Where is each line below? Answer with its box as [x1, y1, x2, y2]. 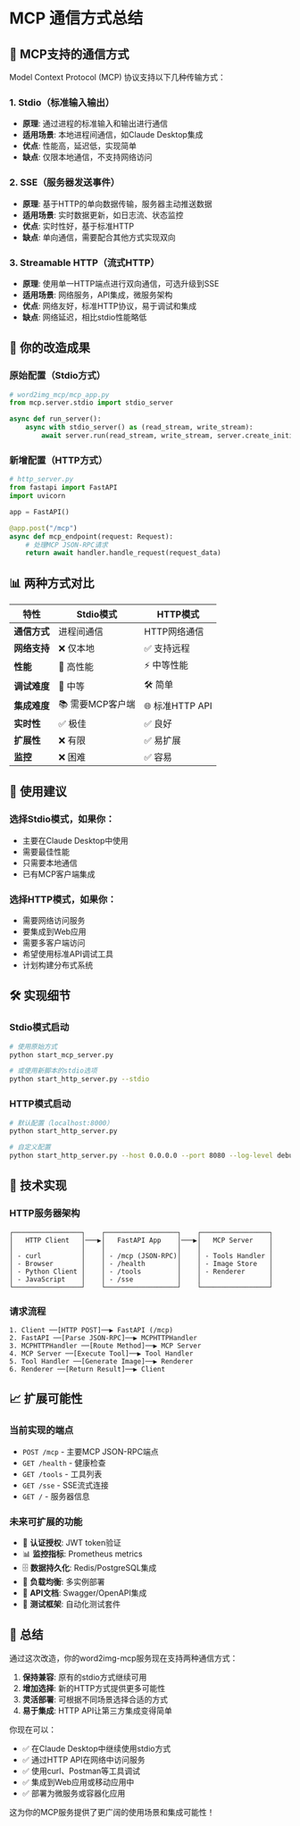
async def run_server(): [9, 414, 102, 424]
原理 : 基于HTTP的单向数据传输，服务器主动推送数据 [21, 198, 212, 209]
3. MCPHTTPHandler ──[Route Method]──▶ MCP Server [9, 1341, 202, 1351]
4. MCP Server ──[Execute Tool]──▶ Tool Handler [9, 1349, 194, 1358]
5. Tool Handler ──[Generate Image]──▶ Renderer [9, 1357, 194, 1366]
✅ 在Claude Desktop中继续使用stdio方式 [21, 1743, 171, 1754]
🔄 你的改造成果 [9, 340, 91, 355]
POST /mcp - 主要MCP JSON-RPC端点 [21, 1446, 159, 1456]
